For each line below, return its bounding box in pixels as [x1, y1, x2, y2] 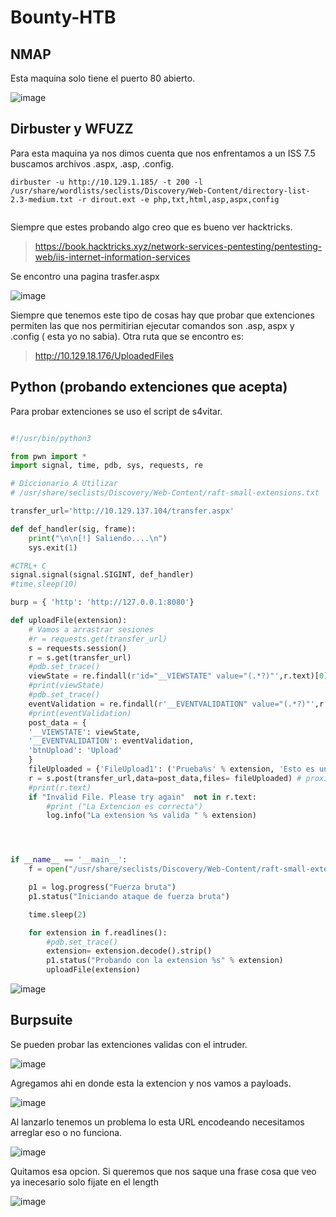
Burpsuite [10, 1012, 73, 1029]
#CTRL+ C [10, 561, 47, 571]
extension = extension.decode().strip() [46, 946, 213, 956]
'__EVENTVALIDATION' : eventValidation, [28, 736, 195, 746]
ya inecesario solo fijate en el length [10, 1176, 159, 1188]
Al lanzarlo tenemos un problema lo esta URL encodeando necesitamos [10, 1116, 305, 1128]
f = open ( [28, 864, 70, 875]
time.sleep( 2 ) [28, 909, 87, 920]
